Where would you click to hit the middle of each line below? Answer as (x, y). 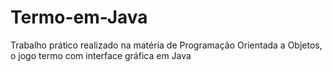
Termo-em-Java (79, 17)
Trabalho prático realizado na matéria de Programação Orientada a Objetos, (166, 45)
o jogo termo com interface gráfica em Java (101, 55)
